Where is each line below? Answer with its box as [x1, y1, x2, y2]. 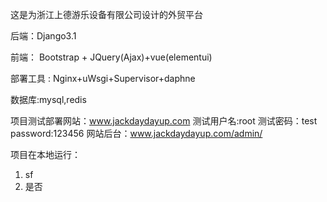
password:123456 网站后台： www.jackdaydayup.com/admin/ [10, 128, 263, 139]
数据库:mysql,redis [10, 94, 87, 105]
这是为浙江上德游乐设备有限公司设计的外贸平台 [10, 9, 203, 20]
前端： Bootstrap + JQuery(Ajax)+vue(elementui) [10, 51, 213, 63]
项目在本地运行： [10, 149, 81, 160]
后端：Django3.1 [10, 30, 77, 42]
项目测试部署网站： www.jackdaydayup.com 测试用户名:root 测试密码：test [10, 115, 318, 127]
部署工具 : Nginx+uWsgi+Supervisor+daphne [10, 73, 196, 84]
